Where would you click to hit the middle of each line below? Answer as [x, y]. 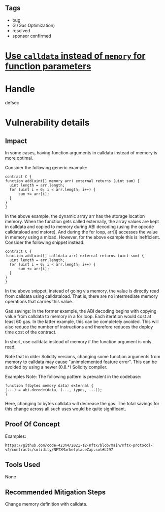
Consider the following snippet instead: [45, 242]
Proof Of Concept [33, 424]
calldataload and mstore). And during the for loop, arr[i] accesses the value [82, 232]
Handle [20, 89]
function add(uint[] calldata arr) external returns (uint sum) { [75, 256]
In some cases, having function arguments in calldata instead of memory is [81, 152]
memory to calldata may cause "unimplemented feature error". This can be [81, 362]
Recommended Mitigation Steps [55, 492]
